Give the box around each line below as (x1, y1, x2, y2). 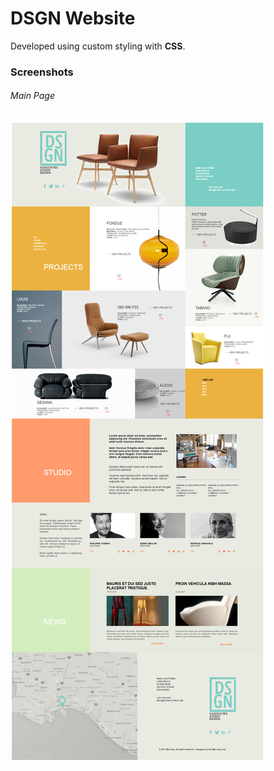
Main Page (10, 90, 55, 102)
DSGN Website (10, 7, 136, 30)
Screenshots (10, 65, 74, 79)
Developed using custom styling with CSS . (10, 40, 186, 52)
